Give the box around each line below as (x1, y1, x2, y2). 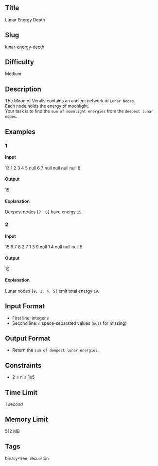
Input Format (5, 302, 45, 311)
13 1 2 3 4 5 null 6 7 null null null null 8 (5, 165, 81, 171)
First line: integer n (12, 315, 50, 321)
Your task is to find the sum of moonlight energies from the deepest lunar (5, 108, 154, 114)
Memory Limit (5, 415, 48, 424)
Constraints (5, 361, 42, 370)
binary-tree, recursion (5, 455, 49, 461)
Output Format (5, 334, 51, 342)
